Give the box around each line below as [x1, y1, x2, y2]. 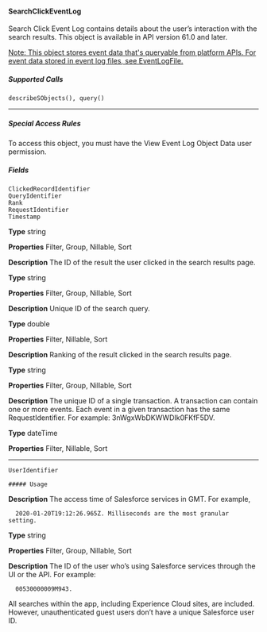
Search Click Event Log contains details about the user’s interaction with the [8, 24, 257, 33]
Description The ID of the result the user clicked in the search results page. [8, 258, 256, 268]
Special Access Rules [8, 118, 81, 128]
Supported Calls [8, 74, 64, 83]
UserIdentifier [8, 467, 59, 475]
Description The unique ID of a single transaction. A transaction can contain [8, 396, 258, 406]
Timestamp [8, 213, 41, 222]
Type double [8, 319, 50, 329]
